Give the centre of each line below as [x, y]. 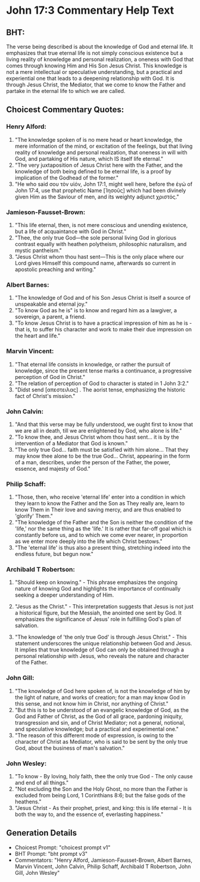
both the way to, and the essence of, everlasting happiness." [89, 815]
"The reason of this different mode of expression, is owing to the [94, 735]
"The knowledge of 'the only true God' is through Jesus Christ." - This [101, 637]
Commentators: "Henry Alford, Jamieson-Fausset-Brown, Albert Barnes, [103, 860]
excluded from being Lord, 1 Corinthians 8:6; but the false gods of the [100, 796]
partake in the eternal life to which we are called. [66, 91]
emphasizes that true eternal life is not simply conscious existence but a [95, 53]
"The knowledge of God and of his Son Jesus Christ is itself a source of [103, 298]
